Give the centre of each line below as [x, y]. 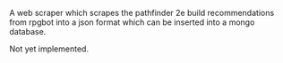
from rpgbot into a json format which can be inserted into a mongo [132, 22]
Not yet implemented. [49, 49]
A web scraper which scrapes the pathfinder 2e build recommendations [142, 13]
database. [28, 31]
